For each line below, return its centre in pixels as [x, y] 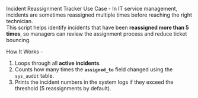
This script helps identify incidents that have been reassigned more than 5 [98, 27]
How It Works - [25, 52]
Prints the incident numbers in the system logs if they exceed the [94, 82]
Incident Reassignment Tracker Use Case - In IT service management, [92, 9]
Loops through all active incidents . [58, 63]
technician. [20, 21]
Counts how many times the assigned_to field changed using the [94, 69]
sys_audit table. [34, 76]
